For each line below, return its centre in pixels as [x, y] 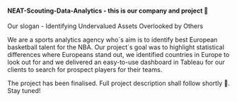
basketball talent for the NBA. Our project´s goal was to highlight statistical [116, 47]
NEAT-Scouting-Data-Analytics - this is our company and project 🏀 [108, 11]
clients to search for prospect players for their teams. [85, 70]
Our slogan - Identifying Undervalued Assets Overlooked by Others [105, 26]
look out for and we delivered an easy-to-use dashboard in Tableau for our [116, 62]
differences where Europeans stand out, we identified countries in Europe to [118, 55]
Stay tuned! [24, 91]
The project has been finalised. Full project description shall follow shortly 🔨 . [118, 83]
